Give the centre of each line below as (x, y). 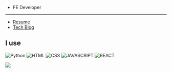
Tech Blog (23, 27)
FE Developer (27, 7)
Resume (21, 22)
